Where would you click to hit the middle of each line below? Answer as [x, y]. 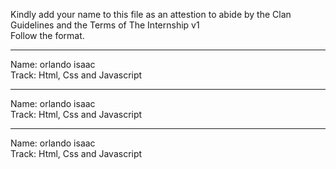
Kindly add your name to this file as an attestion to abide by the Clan [151, 14]
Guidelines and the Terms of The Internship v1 [105, 25]
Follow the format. [47, 35]
